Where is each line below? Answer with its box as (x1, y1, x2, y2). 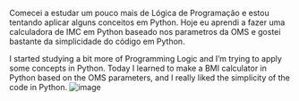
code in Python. (9, 82, 68, 92)
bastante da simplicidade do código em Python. (9, 36, 185, 46)
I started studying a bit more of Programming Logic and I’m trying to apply (9, 54, 282, 63)
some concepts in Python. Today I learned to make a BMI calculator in (9, 63, 267, 73)
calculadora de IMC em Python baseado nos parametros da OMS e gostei (9, 27, 281, 37)
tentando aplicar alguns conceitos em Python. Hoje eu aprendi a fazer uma (9, 17, 286, 28)
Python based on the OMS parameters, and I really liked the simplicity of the (9, 72, 291, 83)
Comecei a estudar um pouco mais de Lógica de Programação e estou (9, 8, 270, 18)
